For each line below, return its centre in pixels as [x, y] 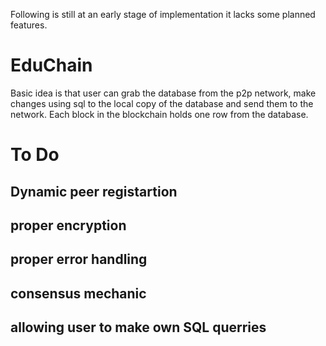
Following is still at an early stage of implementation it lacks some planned [163, 14]
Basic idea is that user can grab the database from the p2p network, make [163, 93]
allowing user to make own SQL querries [138, 327]
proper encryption [68, 225]
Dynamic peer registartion [94, 191]
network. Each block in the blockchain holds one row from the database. [159, 114]
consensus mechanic [78, 293]
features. [29, 25]
